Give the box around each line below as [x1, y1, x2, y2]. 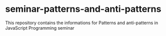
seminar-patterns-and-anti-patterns [5, 3, 161, 15]
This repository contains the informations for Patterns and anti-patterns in [5, 20, 158, 26]
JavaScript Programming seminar [5, 25, 74, 31]
